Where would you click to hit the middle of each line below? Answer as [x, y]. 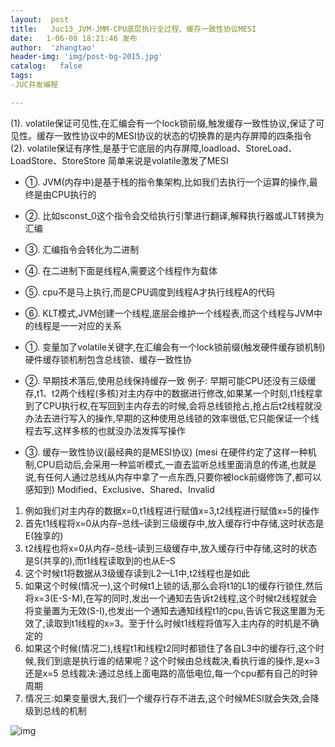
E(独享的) [44, 535]
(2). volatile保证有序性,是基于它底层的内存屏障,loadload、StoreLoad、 [154, 148]
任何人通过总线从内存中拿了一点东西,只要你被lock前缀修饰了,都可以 [183, 477]
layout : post [40, 19]
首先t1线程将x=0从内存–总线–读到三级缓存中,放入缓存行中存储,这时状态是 [174, 523]
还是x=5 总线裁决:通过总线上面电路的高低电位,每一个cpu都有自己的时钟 [171, 673]
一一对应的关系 [90, 325]
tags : [21, 76]
